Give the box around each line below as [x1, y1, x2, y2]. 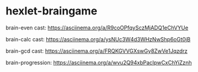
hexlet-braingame [5, 4, 97, 18]
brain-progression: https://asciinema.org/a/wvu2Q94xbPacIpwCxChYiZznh [5, 59, 192, 66]
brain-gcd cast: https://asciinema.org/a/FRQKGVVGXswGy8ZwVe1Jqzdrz [5, 47, 188, 55]
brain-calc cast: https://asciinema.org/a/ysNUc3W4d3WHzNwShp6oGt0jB [5, 35, 191, 43]
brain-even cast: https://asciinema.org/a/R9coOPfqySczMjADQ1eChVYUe [5, 24, 189, 31]
